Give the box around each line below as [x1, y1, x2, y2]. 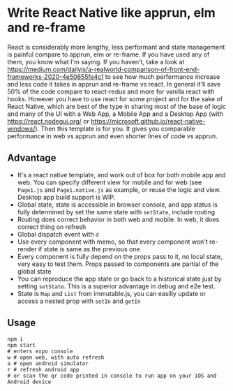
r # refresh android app [7, 366, 80, 373]
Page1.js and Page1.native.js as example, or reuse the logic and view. [17, 185, 221, 193]
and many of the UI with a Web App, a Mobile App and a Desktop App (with [7, 110, 223, 118]
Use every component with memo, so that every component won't [17, 237, 208, 246]
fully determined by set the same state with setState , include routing [17, 207, 215, 216]
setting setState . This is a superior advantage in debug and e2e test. [17, 281, 216, 290]
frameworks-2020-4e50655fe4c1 [7, 72, 104, 81]
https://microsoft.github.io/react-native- [90, 117, 206, 125]
